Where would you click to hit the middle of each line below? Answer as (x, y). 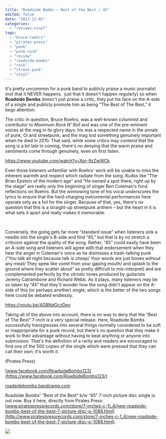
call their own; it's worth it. (32, 351)
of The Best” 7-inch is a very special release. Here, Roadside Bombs (75, 320)
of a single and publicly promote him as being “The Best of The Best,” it (78, 104)
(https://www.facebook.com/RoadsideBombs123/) (56, 376)
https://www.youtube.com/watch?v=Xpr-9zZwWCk (57, 161)
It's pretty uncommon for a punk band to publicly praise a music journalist (81, 88)
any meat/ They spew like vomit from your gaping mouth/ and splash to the (82, 263)
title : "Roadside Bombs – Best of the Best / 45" (57, 10)
